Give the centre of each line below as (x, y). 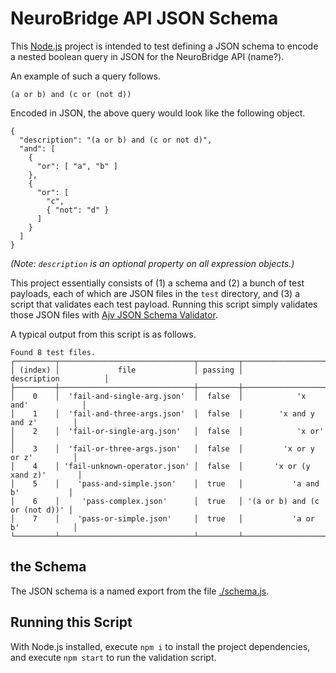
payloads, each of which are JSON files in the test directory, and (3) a (155, 293)
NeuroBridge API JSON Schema (144, 18)
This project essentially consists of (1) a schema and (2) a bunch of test (157, 283)
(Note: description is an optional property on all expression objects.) (152, 263)
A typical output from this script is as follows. (103, 334)
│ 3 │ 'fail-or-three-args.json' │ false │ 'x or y (162, 448)
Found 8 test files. (53, 352)
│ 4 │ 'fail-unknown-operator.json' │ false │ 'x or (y (160, 466)
